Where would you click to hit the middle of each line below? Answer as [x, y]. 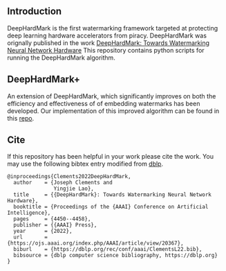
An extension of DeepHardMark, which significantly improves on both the [112, 96]
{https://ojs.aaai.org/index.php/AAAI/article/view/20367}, [96, 243]
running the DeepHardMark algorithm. [61, 58]
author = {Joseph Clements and [63, 183]
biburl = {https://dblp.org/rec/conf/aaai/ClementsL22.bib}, [108, 250]
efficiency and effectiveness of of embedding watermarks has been [104, 103]
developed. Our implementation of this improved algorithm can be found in [113, 111]
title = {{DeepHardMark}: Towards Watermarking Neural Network [113, 195]
